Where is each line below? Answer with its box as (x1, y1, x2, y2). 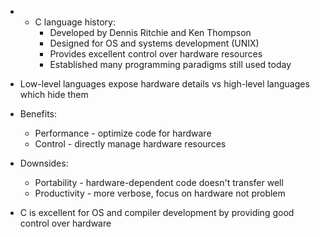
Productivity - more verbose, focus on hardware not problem (34, 187, 286, 199)
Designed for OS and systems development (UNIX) (49, 37, 260, 49)
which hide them (19, 89, 89, 100)
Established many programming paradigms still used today (49, 59, 292, 70)
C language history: (34, 16, 116, 28)
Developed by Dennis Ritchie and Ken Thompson (49, 27, 252, 38)
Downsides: (19, 157, 69, 169)
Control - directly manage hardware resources (34, 138, 227, 150)
